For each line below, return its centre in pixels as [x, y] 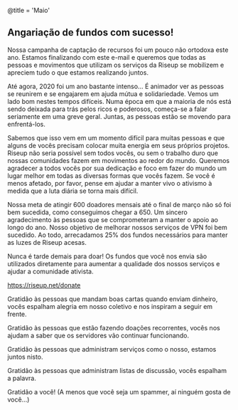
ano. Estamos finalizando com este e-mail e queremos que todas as [107, 57]
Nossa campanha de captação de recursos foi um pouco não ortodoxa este [118, 50]
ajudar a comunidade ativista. [50, 271]
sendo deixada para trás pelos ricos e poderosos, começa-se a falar [108, 109]
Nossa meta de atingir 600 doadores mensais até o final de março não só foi [119, 204]
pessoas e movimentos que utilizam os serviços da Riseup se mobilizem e [116, 65]
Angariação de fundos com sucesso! [91, 32]
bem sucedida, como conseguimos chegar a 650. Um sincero [98, 212]
